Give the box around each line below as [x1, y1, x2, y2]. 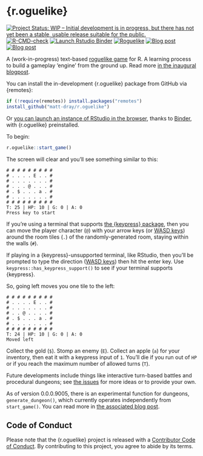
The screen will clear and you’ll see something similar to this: [6, 156, 159, 163]
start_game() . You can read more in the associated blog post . [6, 403, 160, 410]
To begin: [6, 133, 30, 140]
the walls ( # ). [6, 239, 38, 246]
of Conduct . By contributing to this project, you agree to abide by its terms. [6, 443, 194, 450]
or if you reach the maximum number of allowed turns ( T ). [6, 360, 150, 367]
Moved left [6, 336, 34, 343]
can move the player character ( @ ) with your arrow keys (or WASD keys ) [6, 226, 185, 234]
